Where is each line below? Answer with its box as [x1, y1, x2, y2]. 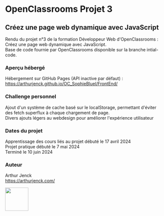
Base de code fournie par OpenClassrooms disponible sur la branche [5, 47, 146, 52]
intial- [146, 47, 159, 52]
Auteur [5, 161, 22, 168]
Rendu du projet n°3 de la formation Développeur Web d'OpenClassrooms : [5, 36, 159, 42]
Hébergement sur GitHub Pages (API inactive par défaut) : [5, 76, 123, 82]
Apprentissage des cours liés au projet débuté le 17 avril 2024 [5, 138, 131, 144]
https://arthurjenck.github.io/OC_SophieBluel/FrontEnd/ [5, 81, 118, 87]
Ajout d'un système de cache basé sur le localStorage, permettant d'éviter [5, 104, 157, 110]
